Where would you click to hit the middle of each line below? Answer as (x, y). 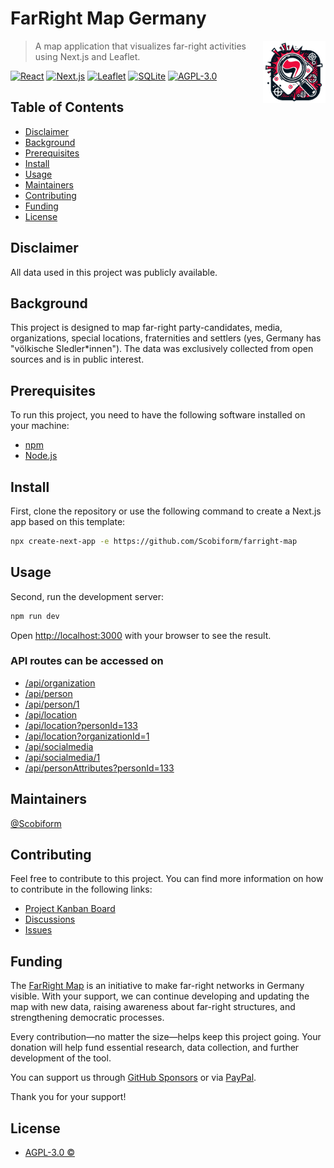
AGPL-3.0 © (49, 1153)
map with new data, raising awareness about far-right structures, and (153, 1007)
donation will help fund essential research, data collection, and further (155, 1048)
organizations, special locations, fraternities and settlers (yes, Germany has (166, 338)
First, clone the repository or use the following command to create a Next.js (166, 511)
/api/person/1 (52, 704)
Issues (38, 930)
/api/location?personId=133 (81, 725)
